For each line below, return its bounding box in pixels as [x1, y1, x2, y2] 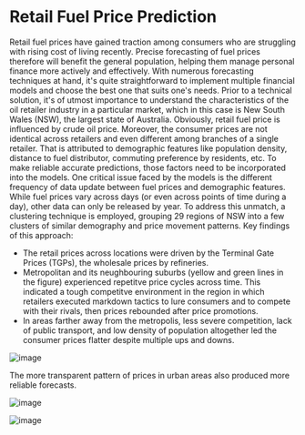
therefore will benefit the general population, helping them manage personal [9, 56, 295, 66]
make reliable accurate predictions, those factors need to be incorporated [9, 162, 287, 173]
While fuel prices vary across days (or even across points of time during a [9, 191, 287, 202]
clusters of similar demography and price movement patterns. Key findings [9, 220, 290, 231]
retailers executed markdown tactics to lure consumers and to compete [22, 296, 291, 307]
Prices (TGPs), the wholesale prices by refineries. [22, 257, 209, 268]
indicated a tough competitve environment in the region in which [22, 286, 265, 297]
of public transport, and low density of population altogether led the [22, 325, 278, 336]
